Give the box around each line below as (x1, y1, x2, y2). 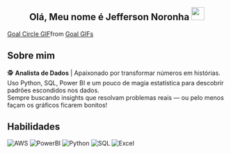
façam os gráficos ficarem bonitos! (7, 101, 108, 109)
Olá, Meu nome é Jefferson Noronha (29, 11, 190, 23)
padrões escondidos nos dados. (7, 86, 99, 94)
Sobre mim (7, 50, 56, 62)
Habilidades (7, 121, 61, 132)
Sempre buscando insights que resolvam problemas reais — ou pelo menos (7, 93, 224, 101)
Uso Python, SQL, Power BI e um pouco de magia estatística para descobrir (7, 78, 224, 87)
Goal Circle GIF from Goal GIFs (7, 29, 94, 38)
